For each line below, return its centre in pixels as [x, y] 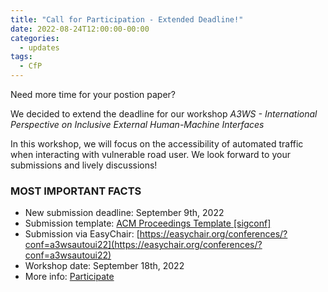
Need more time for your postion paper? [93, 94]
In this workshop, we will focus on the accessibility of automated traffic [157, 144]
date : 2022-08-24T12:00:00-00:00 [80, 29]
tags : [21, 57]
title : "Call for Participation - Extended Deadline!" [127, 19]
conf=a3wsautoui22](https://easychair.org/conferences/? [143, 245]
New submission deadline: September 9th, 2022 [124, 213]
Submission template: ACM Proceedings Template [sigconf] [148, 223]
